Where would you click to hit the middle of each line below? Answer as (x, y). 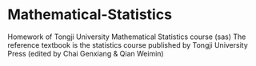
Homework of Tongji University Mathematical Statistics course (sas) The (127, 37)
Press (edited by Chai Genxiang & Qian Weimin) (86, 53)
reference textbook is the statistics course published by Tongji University (128, 45)
